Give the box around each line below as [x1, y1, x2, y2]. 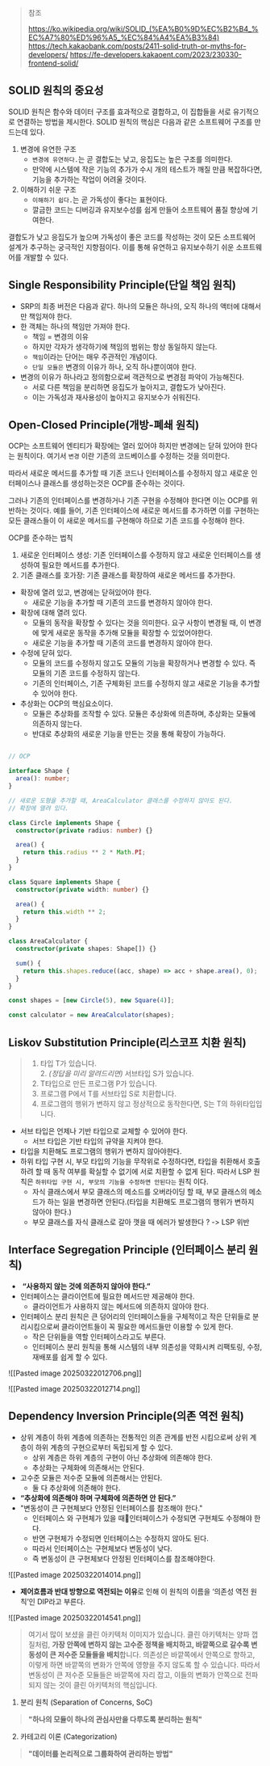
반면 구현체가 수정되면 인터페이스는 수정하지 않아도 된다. [31, 1533, 210, 1543]
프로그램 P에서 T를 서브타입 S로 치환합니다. [39, 1089, 177, 1098]
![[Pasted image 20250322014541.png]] [8, 1612, 141, 1622]
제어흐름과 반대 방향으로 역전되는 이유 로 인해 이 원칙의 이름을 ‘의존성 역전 [19, 1586, 249, 1596]
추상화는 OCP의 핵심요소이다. [19, 699, 114, 708]
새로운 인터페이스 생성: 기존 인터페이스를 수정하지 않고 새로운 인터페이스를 [19, 550, 253, 560]
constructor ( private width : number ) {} [15, 885, 150, 894]
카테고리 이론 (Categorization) [19, 1731, 118, 1741]
